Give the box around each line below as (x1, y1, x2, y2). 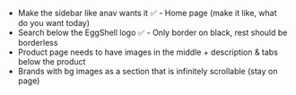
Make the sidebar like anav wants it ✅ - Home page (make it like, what (17, 8, 277, 18)
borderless (17, 38, 58, 47)
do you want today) (17, 18, 91, 28)
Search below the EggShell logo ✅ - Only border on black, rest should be (17, 27, 288, 38)
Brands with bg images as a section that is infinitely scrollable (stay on (17, 66, 278, 76)
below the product (17, 56, 86, 66)
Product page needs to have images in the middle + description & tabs (17, 47, 278, 57)
